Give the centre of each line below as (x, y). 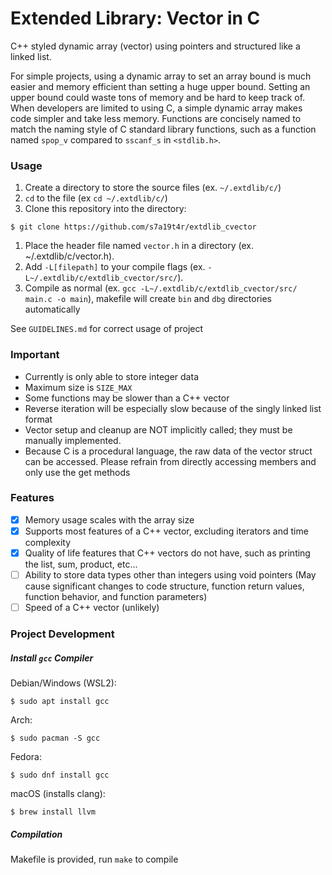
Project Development (62, 634)
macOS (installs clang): (58, 794)
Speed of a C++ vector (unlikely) (92, 608)
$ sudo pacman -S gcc (55, 738)
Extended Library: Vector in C (135, 18)
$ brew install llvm (53, 812)
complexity (48, 542)
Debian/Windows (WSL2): (63, 683)
